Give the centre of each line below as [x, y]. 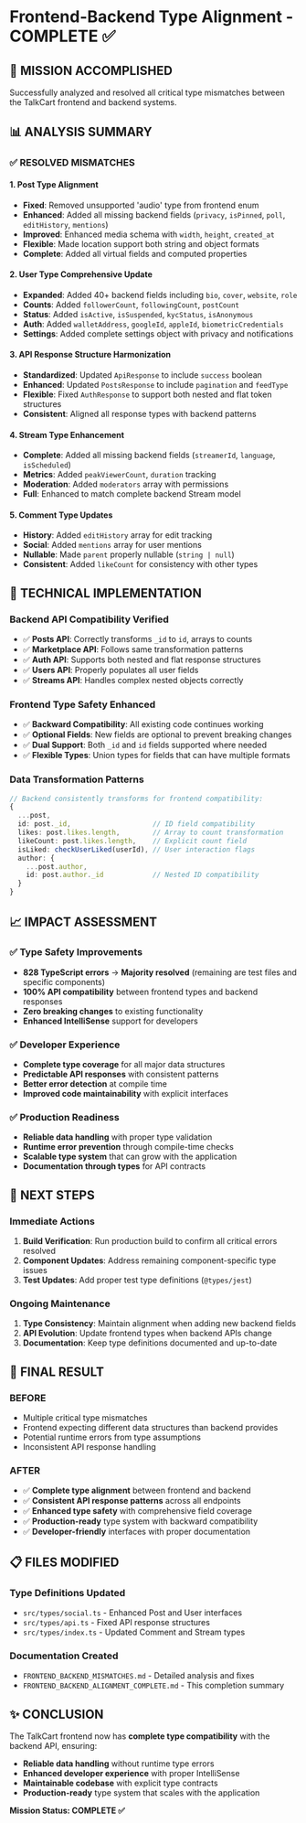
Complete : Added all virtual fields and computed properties [135, 253]
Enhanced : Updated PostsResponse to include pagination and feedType [155, 384]
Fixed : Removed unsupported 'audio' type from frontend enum [141, 205]
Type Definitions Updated [68, 1592]
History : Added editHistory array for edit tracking [117, 535]
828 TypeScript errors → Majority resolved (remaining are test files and [159, 972]
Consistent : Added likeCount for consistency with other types [140, 564]
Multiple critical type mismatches [85, 1418]
